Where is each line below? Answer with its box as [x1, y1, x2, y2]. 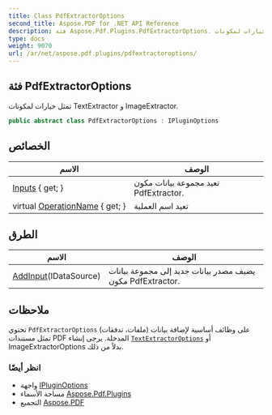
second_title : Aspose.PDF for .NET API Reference [8, 19, 180, 28]
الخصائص [8, 139, 50, 153]
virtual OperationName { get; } [12, 200, 126, 212]
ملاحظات [8, 303, 50, 317]
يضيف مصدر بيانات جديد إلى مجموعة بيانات [108, 265, 256, 276]
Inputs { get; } [12, 182, 64, 193]
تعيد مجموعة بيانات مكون [133, 177, 220, 188]
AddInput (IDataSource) [12, 271, 101, 282]
